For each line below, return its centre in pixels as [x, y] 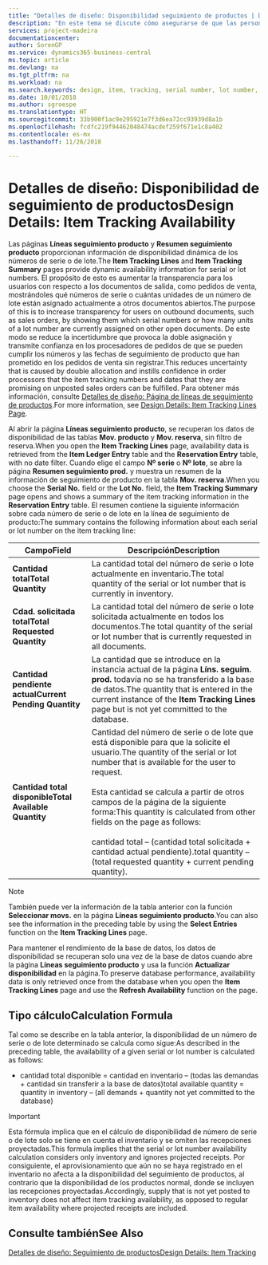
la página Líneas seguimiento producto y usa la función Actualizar [119, 965]
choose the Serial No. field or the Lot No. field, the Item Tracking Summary [133, 488]
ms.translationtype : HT [48, 112]
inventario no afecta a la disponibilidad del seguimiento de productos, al [126, 1174]
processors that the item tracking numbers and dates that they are [117, 380]
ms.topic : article [39, 61]
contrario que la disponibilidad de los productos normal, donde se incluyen [131, 1183]
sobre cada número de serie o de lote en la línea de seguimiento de [119, 514]
